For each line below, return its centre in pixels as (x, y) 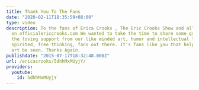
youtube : (22, 72)
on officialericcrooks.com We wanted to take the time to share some (99, 34)
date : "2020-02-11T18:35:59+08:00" (50, 17)
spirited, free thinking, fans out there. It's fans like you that (97, 45)
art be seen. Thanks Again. (46, 50)
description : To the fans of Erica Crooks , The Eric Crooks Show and (95, 28)
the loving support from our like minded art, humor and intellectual (100, 39)
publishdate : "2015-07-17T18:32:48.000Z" (58, 56)
